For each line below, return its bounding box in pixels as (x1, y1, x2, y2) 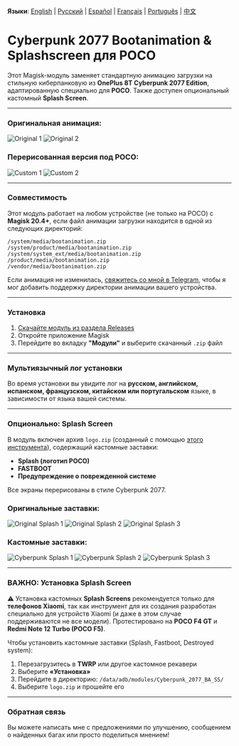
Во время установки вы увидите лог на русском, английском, (7, 379, 198, 388)
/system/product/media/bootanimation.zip (7, 244, 132, 252)
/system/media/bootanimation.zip (7, 238, 107, 245)
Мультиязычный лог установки (7, 363, 123, 373)
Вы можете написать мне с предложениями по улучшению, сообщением (7, 722, 231, 731)
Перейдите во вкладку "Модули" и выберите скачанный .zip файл (17, 338, 223, 348)
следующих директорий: (7, 224, 83, 232)
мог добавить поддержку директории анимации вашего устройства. (7, 283, 217, 291)
